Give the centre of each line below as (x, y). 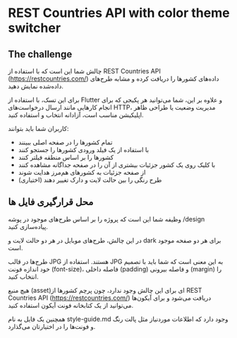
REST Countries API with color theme (119, 13)
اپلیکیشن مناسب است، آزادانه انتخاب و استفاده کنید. (76, 115)
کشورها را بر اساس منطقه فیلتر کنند (66, 157)
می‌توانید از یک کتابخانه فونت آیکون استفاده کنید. (71, 305)
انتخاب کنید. (23, 276)
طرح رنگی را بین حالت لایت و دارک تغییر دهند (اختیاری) (90, 180)
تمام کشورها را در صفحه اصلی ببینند (65, 142)
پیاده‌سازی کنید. (28, 226)
